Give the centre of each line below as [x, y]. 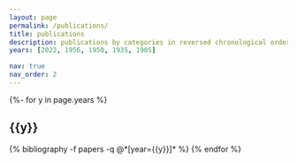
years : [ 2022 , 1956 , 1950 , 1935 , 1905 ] [83, 50]
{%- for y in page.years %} [58, 99]
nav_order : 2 [33, 75]
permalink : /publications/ [59, 26]
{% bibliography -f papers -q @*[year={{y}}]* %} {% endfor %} [126, 149]
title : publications [47, 34]
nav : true [27, 66]
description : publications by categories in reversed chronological [138, 42]
